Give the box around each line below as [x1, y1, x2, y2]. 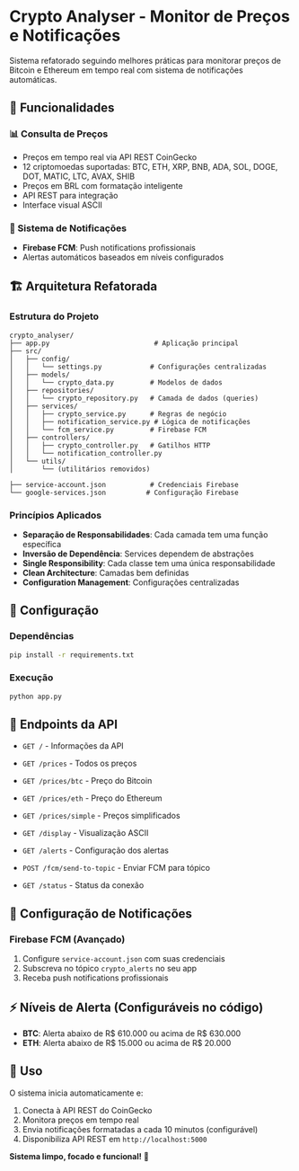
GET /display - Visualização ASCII [22, 828, 149, 838]
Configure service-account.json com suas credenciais [22, 954, 226, 964]
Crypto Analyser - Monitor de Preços [9, 6, 290, 27]
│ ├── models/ [9, 370, 70, 379]
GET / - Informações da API [22, 741, 124, 751]
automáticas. [9, 74, 57, 84]
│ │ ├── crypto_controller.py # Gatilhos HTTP [9, 440, 211, 450]
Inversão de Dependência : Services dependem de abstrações [22, 548, 254, 559]
